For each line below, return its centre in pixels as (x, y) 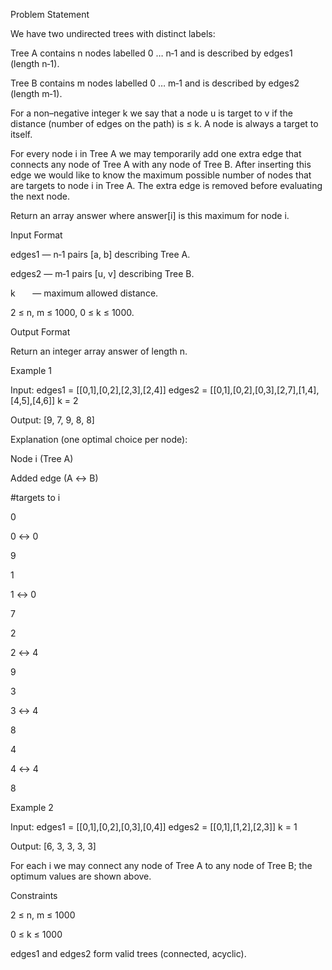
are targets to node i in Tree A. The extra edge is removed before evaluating (166, 185)
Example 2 (32, 807)
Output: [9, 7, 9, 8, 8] (52, 420)
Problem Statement (50, 14)
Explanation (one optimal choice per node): (99, 439)
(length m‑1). (36, 93)
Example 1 (31, 370)
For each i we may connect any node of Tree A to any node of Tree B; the (161, 865)
